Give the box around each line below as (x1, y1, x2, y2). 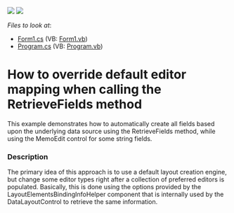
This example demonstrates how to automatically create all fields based (7, 119, 215, 128)
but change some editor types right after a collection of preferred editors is (7, 175, 225, 184)
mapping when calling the (7, 81, 162, 97)
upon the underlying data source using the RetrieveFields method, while (7, 127, 216, 135)
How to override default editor (7, 67, 187, 83)
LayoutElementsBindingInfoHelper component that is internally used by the (7, 190, 224, 199)
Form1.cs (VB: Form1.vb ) (17, 35, 88, 43)
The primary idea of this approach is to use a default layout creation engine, (7, 168, 227, 177)
